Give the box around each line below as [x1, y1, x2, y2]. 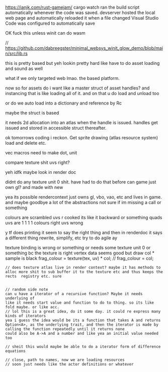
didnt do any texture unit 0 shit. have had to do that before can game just [5, 179, 156, 185]
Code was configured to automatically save [5, 20, 96, 26]
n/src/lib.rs [5, 50, 28, 56]
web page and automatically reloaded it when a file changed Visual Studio [5, 15, 159, 21]
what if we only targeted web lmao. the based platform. [5, 75, 120, 81]
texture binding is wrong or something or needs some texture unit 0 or [5, 245, 151, 250]
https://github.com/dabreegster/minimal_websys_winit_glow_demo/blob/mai [5, 45, 163, 51]
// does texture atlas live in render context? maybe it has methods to [5, 265, 161, 270]
